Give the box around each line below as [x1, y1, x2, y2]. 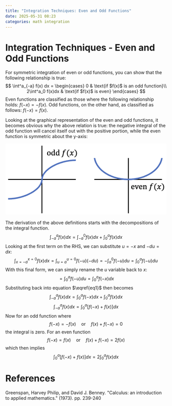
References [5, 373, 55, 385]
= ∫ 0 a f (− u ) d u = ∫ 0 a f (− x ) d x [59, 275, 114, 283]
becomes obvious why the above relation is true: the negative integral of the [5, 123, 166, 129]
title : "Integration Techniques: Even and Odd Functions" [5, 8, 132, 13]
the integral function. [5, 225, 50, 231]
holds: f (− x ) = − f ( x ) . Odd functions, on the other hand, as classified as [5, 102, 154, 108]
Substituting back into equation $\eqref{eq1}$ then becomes [5, 284, 134, 291]
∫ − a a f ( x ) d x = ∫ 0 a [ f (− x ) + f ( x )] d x [53, 303, 119, 311]
